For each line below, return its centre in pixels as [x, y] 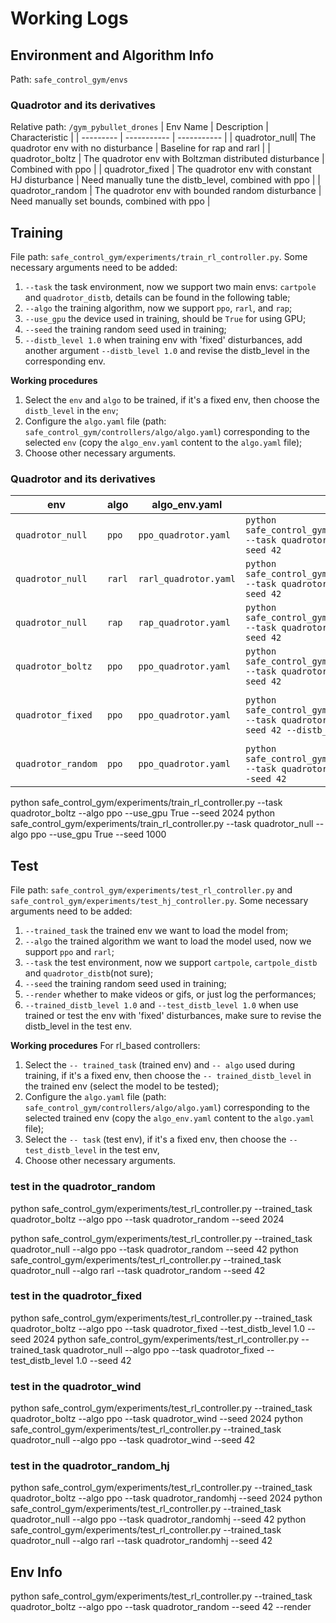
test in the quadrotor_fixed [76, 1296]
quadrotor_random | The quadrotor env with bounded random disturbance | [166, 191]
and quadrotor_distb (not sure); [89, 973]
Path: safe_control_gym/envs [69, 79]
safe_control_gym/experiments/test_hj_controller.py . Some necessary [159, 901]
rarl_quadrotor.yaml [187, 579]
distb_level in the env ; [71, 411]
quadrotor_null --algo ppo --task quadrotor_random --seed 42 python [154, 1249]
